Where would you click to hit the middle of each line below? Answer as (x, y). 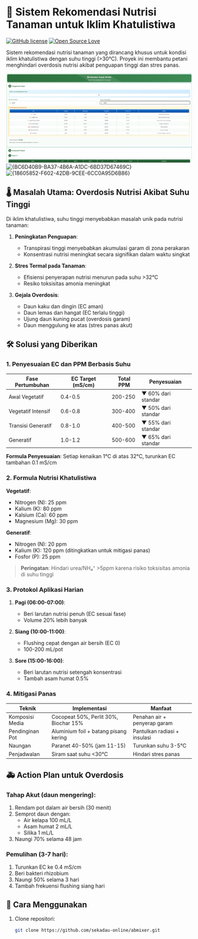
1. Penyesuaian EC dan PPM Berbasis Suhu (68, 364)
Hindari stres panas (156, 754)
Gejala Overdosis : (37, 295)
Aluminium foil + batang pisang (89, 731)
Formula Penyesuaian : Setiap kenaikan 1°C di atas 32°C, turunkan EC (91, 457)
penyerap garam (152, 723)
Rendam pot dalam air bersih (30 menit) (63, 807)
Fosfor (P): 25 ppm (37, 556)
